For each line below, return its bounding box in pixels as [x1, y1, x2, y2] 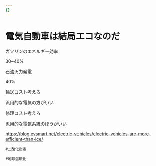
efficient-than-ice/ [5, 136, 43, 142]
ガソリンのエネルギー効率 [5, 48, 58, 54]
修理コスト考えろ [5, 110, 41, 116]
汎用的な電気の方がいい [5, 99, 54, 105]
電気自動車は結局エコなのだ [5, 31, 120, 42]
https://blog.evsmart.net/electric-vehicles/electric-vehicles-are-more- [5, 131, 151, 137]
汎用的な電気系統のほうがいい [5, 121, 67, 127]
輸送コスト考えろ [5, 89, 41, 95]
